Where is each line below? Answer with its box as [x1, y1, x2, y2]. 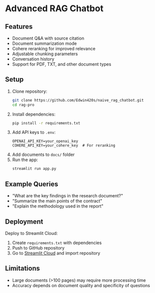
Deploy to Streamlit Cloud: [5, 230, 58, 236]
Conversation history [12, 56, 55, 62]
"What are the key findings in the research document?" [12, 193, 123, 199]
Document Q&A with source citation [12, 35, 85, 41]
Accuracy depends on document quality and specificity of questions [12, 282, 150, 288]
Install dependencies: [12, 111, 56, 117]
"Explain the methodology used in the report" [12, 203, 104, 209]
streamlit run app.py [12, 167, 56, 171]
